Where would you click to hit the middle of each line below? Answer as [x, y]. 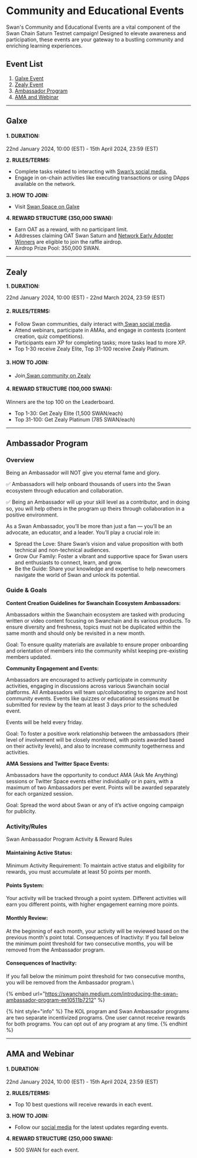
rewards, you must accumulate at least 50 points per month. [79, 872]
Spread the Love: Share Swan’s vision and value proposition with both [99, 544]
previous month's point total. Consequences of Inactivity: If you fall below [95, 937]
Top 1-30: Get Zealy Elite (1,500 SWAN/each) [69, 413]
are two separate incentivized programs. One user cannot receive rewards [96, 1017]
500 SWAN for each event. [47, 1150]
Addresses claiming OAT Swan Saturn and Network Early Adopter [94, 236]
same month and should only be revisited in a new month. [76, 633]
